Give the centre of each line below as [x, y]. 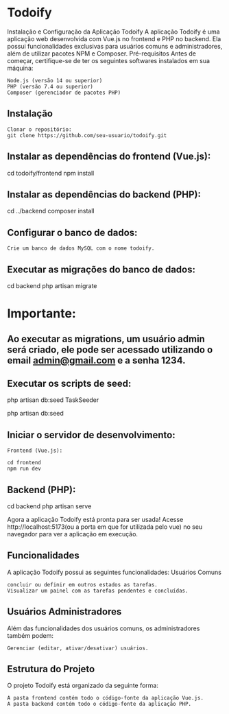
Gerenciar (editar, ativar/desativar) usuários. [78, 648]
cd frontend [24, 463]
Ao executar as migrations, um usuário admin [106, 338]
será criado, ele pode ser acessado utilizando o [110, 349]
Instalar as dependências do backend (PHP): [104, 194]
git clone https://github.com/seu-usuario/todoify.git [87, 135]
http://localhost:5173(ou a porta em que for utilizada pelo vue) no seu [105, 527]
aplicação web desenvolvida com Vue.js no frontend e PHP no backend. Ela [114, 38]
